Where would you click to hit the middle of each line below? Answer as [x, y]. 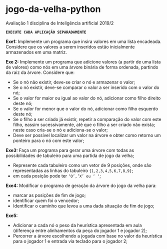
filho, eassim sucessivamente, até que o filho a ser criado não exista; [84, 124]
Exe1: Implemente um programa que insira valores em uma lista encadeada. [83, 41]
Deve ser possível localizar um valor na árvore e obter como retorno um [87, 135]
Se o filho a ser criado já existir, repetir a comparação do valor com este [87, 119]
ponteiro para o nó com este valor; [48, 140]
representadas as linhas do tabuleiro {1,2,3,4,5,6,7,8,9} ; [73, 170]
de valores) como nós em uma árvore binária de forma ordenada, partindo [82, 67]
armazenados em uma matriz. [36, 52]
